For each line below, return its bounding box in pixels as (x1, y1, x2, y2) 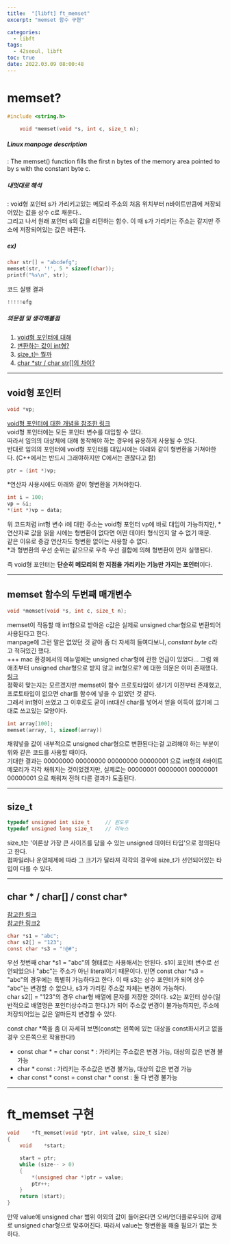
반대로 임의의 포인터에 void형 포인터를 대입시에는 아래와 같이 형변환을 (7, 445, 193, 453)
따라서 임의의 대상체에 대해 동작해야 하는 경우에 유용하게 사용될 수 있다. (7, 436, 197, 445)
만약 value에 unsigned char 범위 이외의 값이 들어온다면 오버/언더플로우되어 (7, 1212, 209, 1221)
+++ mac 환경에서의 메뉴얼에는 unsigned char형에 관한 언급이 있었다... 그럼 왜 (7, 655, 219, 663)
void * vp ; (7, 406, 36, 412)
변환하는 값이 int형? (16, 341, 70, 350)
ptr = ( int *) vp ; (7, 467, 57, 474)
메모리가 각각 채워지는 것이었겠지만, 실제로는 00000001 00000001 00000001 (7, 766, 218, 774)
